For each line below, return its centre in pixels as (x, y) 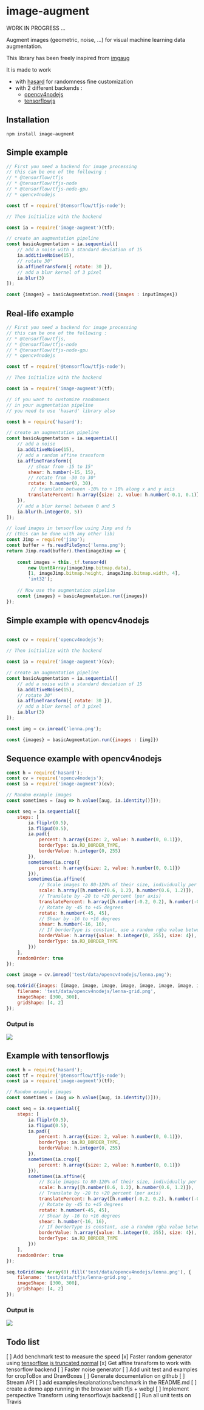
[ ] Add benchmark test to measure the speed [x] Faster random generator (99, 1357)
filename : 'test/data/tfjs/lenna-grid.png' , (74, 1278)
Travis (14, 1402)
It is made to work (29, 69)
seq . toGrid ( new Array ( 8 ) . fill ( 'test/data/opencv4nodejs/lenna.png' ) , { (99, 1272)
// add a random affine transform (61, 455)
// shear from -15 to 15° (61, 466)
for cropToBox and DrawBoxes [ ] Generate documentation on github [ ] (96, 1376)
